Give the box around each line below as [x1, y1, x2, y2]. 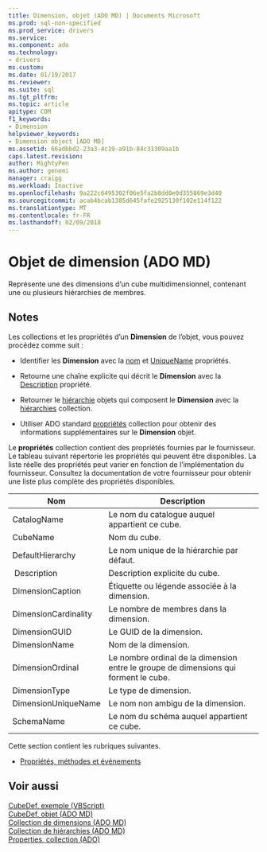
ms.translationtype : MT [8, 204, 87, 212]
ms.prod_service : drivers [8, 26, 94, 34]
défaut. [108, 554, 135, 566]
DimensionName [12, 639, 74, 650]
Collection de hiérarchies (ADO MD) [8, 826, 126, 835]
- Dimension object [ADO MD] [8, 137, 105, 146]
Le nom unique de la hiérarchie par [108, 544, 238, 555]
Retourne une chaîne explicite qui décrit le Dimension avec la [19, 371, 222, 380]
